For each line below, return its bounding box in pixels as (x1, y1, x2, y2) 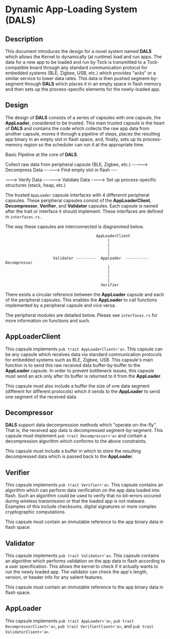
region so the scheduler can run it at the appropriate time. (23, 141, 145, 147)
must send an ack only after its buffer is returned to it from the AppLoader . (5, 373, 162, 379)
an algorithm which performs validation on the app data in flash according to (5, 558, 165, 564)
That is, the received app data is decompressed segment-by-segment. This (5, 427, 163, 433)
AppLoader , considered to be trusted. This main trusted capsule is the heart (5, 120, 165, 126)
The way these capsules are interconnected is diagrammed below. (5, 223, 144, 229)
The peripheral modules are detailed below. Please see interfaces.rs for (5, 312, 158, 318)
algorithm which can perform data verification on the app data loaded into (5, 487, 160, 493)
